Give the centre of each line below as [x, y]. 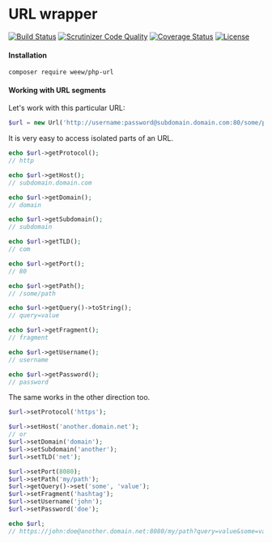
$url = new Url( [36, 123]
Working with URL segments [57, 90]
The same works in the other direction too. [79, 397]
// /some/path [32, 293]
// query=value [34, 316]
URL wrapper [53, 14]
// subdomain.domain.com [50, 183]
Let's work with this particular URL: [67, 108]
